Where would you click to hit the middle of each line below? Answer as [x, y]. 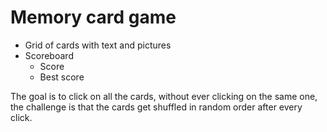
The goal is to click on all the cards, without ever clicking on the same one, [164, 96]
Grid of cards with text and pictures [98, 45]
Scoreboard [49, 55]
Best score [62, 77]
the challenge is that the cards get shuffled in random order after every [156, 107]
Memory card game [93, 17]
